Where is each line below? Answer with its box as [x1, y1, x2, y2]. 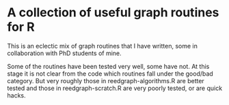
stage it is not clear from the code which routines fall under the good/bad [7, 70, 213, 78]
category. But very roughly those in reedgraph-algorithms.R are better [7, 76, 205, 85]
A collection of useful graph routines [7, 5, 219, 20]
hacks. [7, 91, 26, 100]
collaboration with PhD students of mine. [7, 49, 122, 57]
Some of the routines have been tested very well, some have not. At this [7, 62, 210, 70]
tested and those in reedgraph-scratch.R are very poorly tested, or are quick [7, 84, 223, 92]
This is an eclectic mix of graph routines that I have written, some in [7, 42, 198, 50]
